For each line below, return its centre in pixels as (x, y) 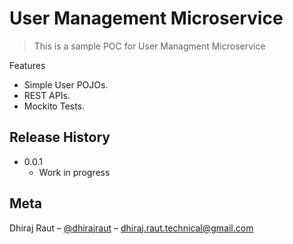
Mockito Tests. (54, 106)
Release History (60, 137)
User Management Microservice (146, 18)
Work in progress (74, 172)
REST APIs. (47, 95)
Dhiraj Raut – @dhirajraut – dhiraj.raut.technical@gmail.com (131, 228)
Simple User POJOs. (66, 84)
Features (27, 65)
